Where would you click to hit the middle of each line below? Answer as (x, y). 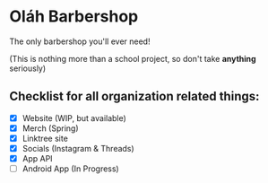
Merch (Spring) (50, 128)
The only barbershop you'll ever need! (80, 41)
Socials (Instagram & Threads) (78, 148)
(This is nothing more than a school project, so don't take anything (133, 58)
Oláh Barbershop (74, 17)
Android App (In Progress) (70, 169)
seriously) (28, 68)
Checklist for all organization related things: (134, 96)
